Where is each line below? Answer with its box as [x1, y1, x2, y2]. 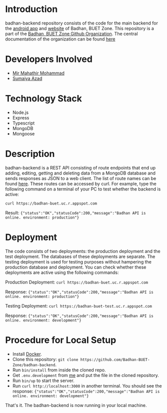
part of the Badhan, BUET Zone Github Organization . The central [5, 30, 138, 36]
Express [12, 114, 29, 120]
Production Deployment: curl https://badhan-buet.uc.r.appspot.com [5, 279, 148, 285]
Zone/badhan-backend [12, 362, 55, 367]
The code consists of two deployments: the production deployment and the [5, 248, 161, 254]
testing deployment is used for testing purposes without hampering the [5, 258, 151, 264]
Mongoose [12, 130, 35, 136]
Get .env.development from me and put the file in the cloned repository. [12, 372, 159, 378]
